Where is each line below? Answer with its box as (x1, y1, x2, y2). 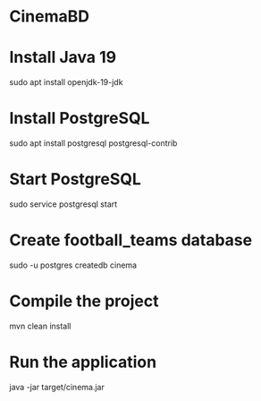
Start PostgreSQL (9, 169, 141, 190)
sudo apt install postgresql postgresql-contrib (9, 138, 178, 149)
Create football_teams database (9, 230, 253, 251)
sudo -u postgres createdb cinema (9, 260, 137, 270)
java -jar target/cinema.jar (9, 381, 105, 392)
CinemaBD (9, 6, 89, 27)
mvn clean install (9, 320, 72, 331)
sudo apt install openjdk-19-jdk (9, 77, 123, 88)
